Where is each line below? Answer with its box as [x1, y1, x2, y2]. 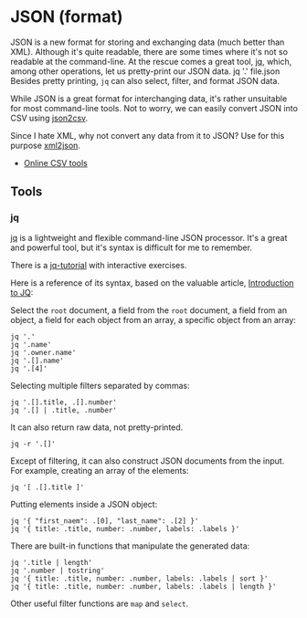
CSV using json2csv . [10, 112, 89, 123]
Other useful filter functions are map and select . [10, 598, 189, 609]
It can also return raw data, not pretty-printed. [10, 422, 184, 433]
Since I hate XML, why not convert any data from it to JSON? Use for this [10, 130, 285, 141]
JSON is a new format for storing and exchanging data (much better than [10, 37, 285, 47]
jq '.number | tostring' [10, 566, 105, 575]
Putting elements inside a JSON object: [10, 498, 158, 509]
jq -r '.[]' [10, 439, 56, 448]
